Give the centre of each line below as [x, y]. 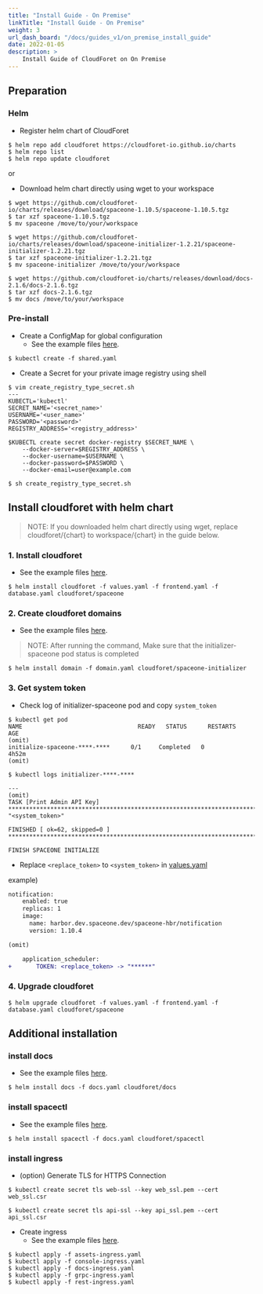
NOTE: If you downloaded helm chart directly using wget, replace [133, 526]
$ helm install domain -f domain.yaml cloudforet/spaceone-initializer [127, 668]
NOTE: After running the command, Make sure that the [115, 645]
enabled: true [45, 901]
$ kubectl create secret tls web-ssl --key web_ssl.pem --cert [113, 1190]
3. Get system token [47, 688]
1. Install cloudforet [45, 555]
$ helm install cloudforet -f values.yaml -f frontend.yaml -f [113, 587]
